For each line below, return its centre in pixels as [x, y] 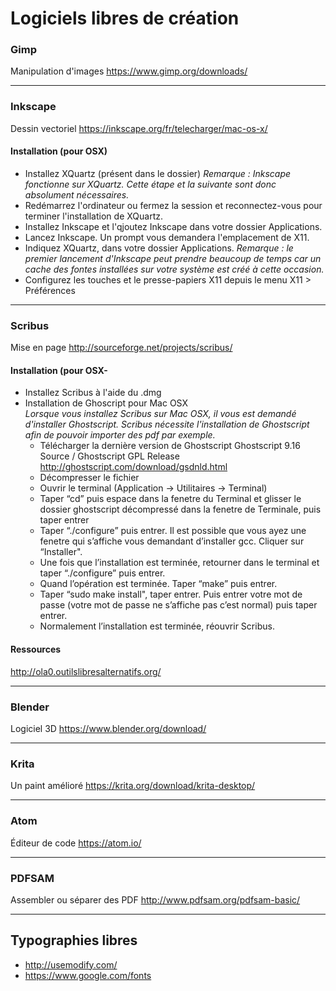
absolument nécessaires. [77, 194]
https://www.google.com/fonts [88, 975]
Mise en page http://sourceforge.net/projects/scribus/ [121, 348]
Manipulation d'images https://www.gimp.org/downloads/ [129, 71]
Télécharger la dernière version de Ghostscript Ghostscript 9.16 [170, 446]
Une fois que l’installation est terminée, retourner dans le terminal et [179, 563]
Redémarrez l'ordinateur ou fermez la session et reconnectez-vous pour [173, 205]
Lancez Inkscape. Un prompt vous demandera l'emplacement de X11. [167, 237]
